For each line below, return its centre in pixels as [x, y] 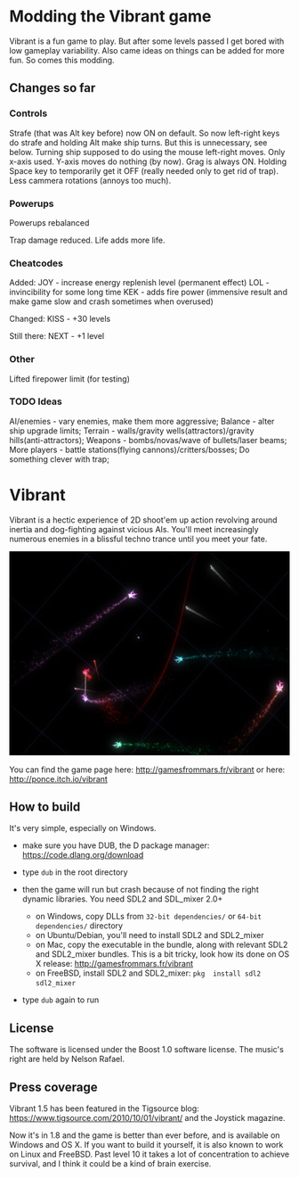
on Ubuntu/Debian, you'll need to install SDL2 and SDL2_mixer [149, 935]
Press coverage [53, 1087]
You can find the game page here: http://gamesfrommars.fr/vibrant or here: [147, 770]
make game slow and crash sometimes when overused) [111, 301]
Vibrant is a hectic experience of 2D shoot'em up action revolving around [143, 520]
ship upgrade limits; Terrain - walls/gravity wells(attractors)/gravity [132, 431]
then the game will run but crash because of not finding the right [141, 890]
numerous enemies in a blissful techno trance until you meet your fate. [138, 539]
